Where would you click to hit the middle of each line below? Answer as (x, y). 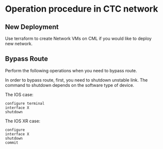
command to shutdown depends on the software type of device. (70, 85)
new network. (19, 44)
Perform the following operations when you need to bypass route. (71, 70)
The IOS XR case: (23, 121)
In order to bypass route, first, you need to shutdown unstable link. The (76, 80)
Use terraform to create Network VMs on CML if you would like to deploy (78, 38)
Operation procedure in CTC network (82, 9)
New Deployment (32, 27)
